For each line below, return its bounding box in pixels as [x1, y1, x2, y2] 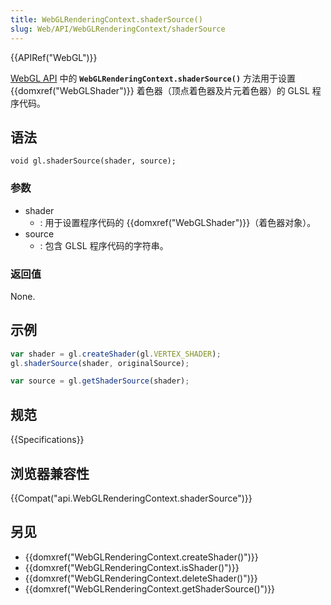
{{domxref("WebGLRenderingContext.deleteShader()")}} [24, 572, 258, 584]
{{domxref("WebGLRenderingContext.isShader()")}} [24, 561, 240, 573]
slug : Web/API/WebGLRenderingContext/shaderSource [10, 24, 226, 34]
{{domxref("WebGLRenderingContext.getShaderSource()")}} [24, 582, 276, 595]
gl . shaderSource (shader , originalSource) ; [10, 358, 190, 368]
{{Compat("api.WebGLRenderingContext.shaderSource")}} [10, 492, 253, 504]
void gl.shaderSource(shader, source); [10, 156, 177, 166]
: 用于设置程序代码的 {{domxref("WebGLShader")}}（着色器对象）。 [39, 216, 317, 228]
